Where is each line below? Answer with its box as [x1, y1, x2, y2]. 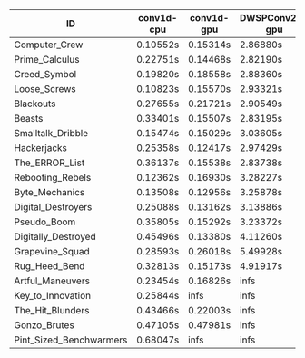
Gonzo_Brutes [14, 319, 74, 331]
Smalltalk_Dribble [14, 127, 89, 139]
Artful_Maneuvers [14, 274, 91, 287]
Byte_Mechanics [14, 186, 85, 198]
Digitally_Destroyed [14, 231, 97, 243]
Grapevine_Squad [14, 245, 91, 257]
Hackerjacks [14, 142, 68, 154]
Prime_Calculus [14, 54, 80, 65]
